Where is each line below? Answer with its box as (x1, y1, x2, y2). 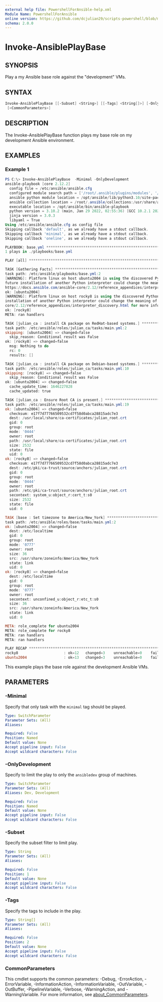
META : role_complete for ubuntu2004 (5, 624, 79, 629)
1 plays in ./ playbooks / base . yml (5, 249, 73, 254)
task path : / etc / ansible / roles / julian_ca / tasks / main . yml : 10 (5, 366, 130, 371)
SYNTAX (5, 88, 33, 97)
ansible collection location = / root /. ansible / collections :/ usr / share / (9, 199, 158, 205)
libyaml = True (9, 218, 40, 223)
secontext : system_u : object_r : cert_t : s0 (9, 493, 92, 498)
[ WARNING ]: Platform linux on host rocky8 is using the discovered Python (5, 294, 160, 299)
